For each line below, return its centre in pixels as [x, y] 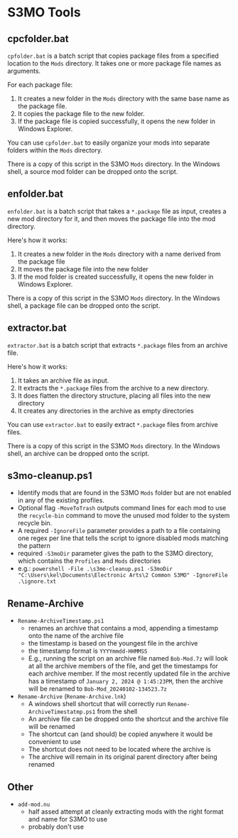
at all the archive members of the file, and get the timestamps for [123, 666]
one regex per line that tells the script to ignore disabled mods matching [123, 538]
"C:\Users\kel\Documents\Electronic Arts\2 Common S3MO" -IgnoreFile [123, 575]
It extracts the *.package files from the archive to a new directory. [113, 388]
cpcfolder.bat [38, 39]
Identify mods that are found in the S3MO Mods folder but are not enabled [124, 493]
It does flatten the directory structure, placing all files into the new [114, 395]
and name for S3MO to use [68, 819]
